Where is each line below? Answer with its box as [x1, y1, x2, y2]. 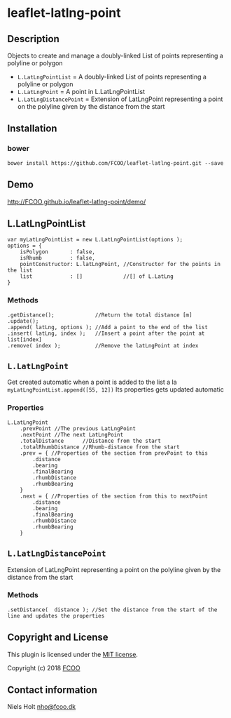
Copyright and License [7, 632, 108, 644]
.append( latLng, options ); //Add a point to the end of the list [7, 324, 209, 331]
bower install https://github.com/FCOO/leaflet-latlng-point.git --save [7, 159, 224, 166]
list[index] [7, 335, 42, 343]
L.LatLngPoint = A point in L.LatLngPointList [17, 88, 146, 95]
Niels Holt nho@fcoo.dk [7, 703, 76, 711]
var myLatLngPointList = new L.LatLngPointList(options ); [7, 237, 183, 244]
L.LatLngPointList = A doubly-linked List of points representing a [17, 72, 206, 81]
